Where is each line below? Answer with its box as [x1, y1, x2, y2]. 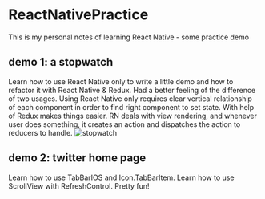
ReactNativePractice [8, 6, 149, 24]
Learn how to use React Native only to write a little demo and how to [8, 76, 234, 86]
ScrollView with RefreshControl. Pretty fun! [8, 181, 150, 190]
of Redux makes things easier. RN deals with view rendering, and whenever [8, 111, 258, 120]
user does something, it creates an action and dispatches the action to [8, 119, 241, 129]
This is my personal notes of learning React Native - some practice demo [8, 32, 250, 42]
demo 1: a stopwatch [8, 55, 114, 69]
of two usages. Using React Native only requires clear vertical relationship [8, 94, 252, 104]
